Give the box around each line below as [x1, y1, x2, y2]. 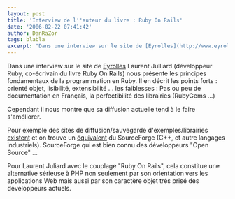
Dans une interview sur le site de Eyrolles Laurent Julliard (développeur [7, 62, 213, 70]
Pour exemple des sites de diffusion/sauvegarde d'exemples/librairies [7, 126, 208, 134]
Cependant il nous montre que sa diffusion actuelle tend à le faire [7, 105, 196, 113]
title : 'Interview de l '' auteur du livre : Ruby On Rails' [7, 17, 183, 24]
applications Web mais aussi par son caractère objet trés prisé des [7, 177, 199, 185]
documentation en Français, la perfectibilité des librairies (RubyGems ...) [7, 91, 215, 100]
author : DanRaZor [7, 29, 58, 37]
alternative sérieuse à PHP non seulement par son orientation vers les [7, 169, 208, 177]
